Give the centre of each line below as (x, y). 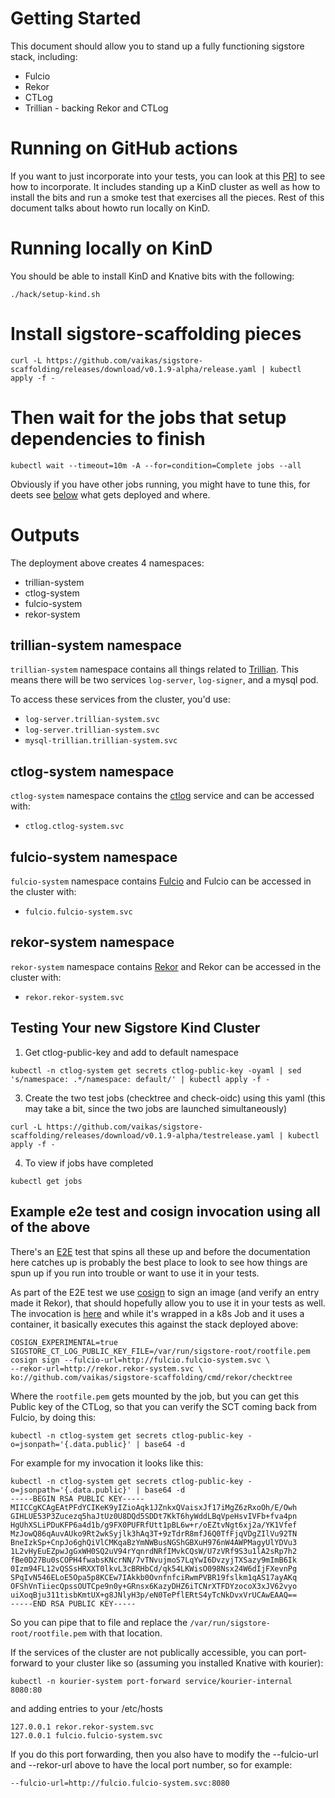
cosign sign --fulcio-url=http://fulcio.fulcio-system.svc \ (140, 1360)
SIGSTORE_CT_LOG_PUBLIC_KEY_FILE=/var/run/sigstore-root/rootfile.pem (160, 1351)
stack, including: (44, 56)
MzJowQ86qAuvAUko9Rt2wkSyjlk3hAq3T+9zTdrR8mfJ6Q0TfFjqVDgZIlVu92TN (154, 1533)
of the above (50, 1227)
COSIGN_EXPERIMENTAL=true (64, 1342)
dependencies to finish (108, 438)
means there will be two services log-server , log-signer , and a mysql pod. (164, 680)
